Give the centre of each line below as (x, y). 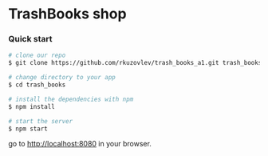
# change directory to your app (62, 78)
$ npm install (32, 106)
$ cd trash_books (37, 85)
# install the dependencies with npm (71, 99)
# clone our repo (37, 56)
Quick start (31, 39)
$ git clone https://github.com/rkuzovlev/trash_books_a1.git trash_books (135, 63)
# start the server (41, 121)
